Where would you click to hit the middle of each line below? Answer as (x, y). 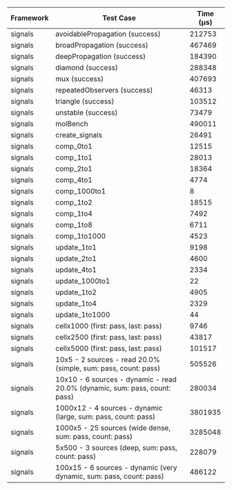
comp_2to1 (74, 169)
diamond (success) (87, 67)
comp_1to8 (74, 225)
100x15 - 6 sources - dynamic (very (116, 468)
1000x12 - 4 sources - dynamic (109, 408)
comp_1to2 (74, 202)
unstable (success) (86, 112)
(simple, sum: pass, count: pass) (108, 368)
